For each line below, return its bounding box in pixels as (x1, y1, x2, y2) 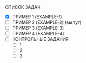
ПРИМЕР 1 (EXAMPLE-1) (12, 14, 62, 19)
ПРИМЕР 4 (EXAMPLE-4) (12, 31, 64, 37)
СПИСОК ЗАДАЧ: (5, 4, 42, 10)
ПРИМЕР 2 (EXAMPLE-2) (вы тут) (12, 19, 82, 25)
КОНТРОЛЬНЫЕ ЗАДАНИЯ (12, 36, 69, 42)
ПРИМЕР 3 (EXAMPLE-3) (12, 25, 64, 31)
